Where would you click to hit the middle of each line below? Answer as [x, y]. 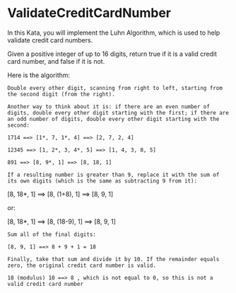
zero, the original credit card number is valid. [82, 265]
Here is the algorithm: [39, 75]
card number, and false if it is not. [56, 61]
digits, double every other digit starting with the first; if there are [118, 113]
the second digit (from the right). [61, 94]
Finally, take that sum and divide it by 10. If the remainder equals [113, 259]
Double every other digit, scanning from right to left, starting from [115, 88]
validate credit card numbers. [50, 40]
